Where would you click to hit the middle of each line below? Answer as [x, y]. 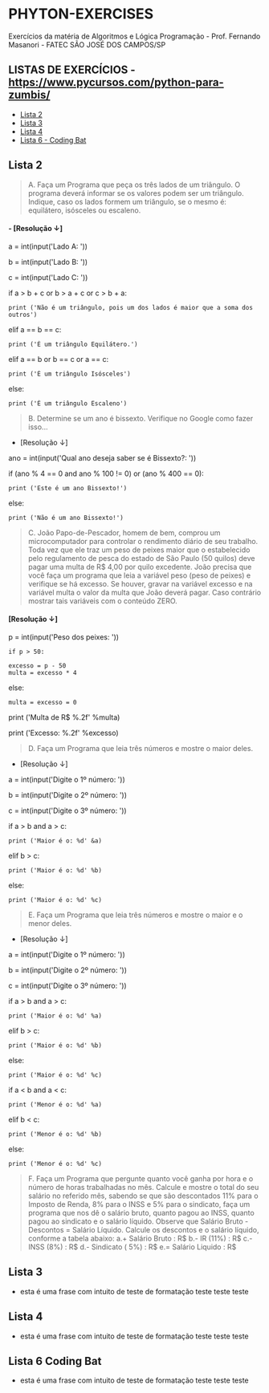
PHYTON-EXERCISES [81, 14]
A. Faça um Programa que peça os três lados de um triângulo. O [134, 185]
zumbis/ [29, 95]
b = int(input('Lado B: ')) [48, 262]
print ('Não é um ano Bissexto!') [66, 518]
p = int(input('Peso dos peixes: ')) [63, 637]
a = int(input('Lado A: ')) [48, 246]
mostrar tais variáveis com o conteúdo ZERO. [103, 601]
